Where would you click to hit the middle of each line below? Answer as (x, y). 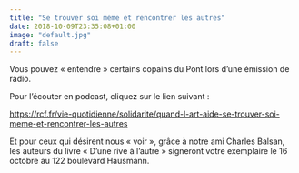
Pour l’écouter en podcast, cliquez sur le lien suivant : (110, 97)
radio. (20, 79)
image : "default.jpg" (50, 35)
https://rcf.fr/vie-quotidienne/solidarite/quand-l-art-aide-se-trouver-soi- (145, 114)
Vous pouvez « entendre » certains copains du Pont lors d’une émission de (149, 69)
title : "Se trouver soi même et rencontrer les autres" (117, 18)
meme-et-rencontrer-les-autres (69, 124)
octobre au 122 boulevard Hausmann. (80, 161)
